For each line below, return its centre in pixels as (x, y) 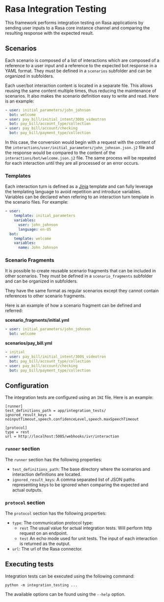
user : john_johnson (38, 225)
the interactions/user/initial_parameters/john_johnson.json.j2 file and (80, 147)
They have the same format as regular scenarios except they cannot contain (82, 291)
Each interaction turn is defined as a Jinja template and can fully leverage (79, 186)
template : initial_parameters (45, 216)
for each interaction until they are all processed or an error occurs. (72, 163)
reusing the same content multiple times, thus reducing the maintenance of (81, 91)
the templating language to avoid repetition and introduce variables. (73, 192)
